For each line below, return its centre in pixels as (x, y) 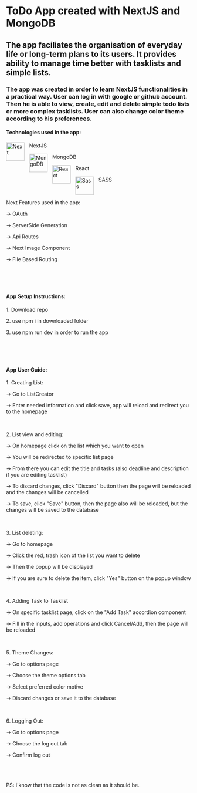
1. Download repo (27, 309)
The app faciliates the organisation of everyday (94, 45)
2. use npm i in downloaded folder (47, 320)
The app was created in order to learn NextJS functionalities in (97, 89)
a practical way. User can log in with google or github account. (97, 96)
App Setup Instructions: (36, 296)
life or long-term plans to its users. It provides (91, 54)
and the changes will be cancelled (47, 492)
